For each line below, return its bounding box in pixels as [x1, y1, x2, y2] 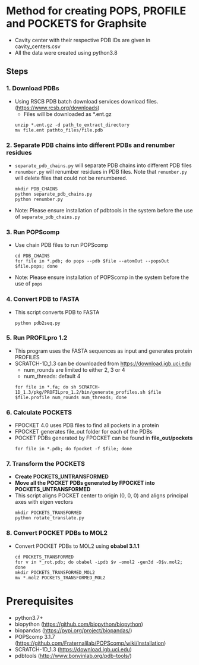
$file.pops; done [14, 264, 58, 269]
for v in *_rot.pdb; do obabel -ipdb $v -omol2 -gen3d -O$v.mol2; [14, 559, 183, 565]
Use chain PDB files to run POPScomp [14, 241, 109, 249]
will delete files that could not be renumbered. [14, 174, 128, 181]
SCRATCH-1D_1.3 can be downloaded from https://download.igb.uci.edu [14, 360, 191, 367]
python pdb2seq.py [14, 320, 61, 326]
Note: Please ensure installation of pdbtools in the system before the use [14, 206, 193, 214]
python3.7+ [14, 614, 43, 621]
